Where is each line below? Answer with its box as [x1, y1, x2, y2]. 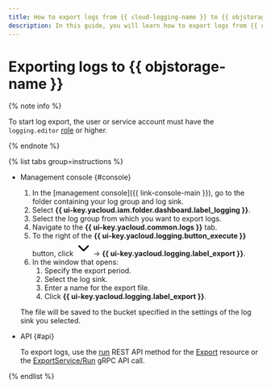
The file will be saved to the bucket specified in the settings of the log [19, 307, 252, 317]
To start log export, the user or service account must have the [8, 117, 215, 127]
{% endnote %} [8, 141, 60, 151]
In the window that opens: [31, 257, 119, 267]
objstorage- [144, 57, 227, 76]
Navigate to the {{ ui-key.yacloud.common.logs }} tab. [31, 222, 218, 232]
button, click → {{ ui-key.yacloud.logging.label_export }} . [31, 249, 246, 259]
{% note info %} [8, 101, 62, 111]
